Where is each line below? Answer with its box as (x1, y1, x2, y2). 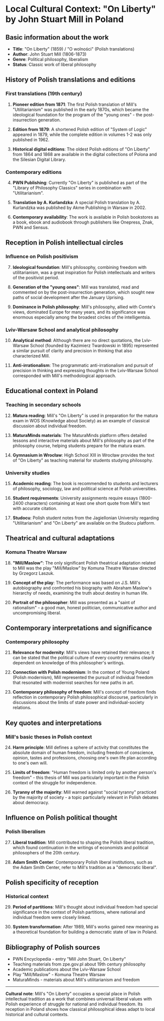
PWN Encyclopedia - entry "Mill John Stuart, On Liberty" (12, 956, 126, 962)
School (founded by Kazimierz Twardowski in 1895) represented (30, 342, 159, 348)
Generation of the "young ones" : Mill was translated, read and (12, 284, 139, 290)
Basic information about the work (5, 33, 109, 41)
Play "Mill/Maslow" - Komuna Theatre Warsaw (12, 972, 106, 978)
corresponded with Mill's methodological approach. (12, 373, 116, 378)
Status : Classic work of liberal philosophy (12, 62, 97, 67)
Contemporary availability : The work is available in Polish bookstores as (12, 214, 159, 220)
